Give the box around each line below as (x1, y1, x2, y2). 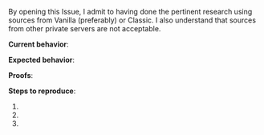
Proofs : (8, 71, 34, 80)
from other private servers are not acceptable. (8, 24, 161, 33)
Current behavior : (8, 39, 70, 49)
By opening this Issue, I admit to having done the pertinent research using (8, 7, 253, 16)
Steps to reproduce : (8, 86, 76, 96)
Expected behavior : (8, 55, 75, 64)
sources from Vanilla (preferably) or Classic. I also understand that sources (8, 15, 257, 25)
